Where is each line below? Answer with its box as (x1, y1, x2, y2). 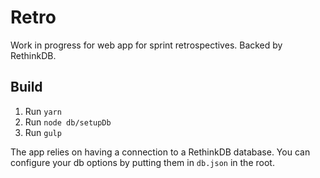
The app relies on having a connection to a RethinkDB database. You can (10, 146, 311, 158)
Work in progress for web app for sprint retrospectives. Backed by (10, 39, 283, 51)
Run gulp (24, 126, 62, 138)
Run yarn (24, 105, 62, 117)
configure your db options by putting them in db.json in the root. (10, 156, 275, 168)
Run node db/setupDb (24, 116, 112, 128)
